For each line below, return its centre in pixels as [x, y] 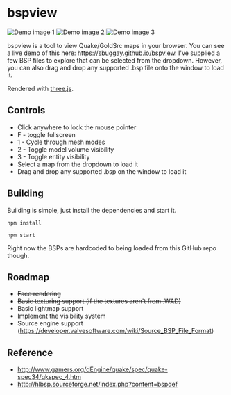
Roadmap [28, 277]
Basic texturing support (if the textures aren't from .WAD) [99, 301]
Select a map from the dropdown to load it [78, 164]
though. [18, 255]
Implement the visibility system [61, 316]
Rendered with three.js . [41, 88]
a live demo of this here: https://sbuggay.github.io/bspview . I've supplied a [114, 53]
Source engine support [50, 323]
